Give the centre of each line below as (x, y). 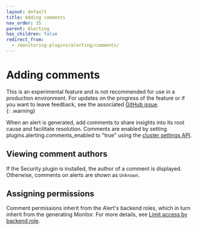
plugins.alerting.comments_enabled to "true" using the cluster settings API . (99, 135)
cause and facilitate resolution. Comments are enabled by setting (87, 129)
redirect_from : (25, 40)
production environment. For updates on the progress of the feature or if (96, 98)
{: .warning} (21, 110)
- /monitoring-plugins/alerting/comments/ (65, 46)
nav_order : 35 (24, 23)
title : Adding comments (36, 17)
